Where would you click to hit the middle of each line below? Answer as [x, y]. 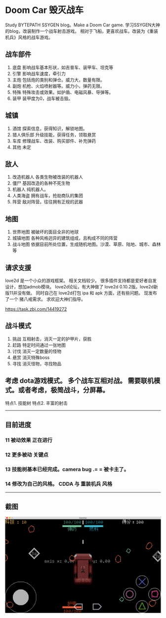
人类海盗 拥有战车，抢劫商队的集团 [47, 196]
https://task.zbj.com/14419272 [36, 309]
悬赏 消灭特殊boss [31, 357]
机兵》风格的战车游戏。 [29, 37]
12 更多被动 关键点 [27, 455]
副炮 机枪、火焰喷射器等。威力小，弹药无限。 [58, 86]
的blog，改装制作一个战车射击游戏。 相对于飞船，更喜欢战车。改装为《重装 [82, 31]
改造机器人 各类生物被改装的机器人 [47, 177]
